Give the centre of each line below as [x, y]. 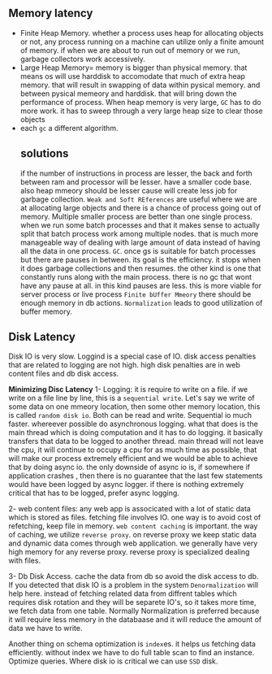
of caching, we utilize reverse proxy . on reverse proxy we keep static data [133, 535]
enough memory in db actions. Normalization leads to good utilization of [141, 302]
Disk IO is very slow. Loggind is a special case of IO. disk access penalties [132, 356]
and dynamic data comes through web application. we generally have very [133, 543]
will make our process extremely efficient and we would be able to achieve [133, 459]
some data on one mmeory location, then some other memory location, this [134, 407]
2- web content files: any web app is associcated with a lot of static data [130, 509]
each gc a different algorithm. [69, 128]
